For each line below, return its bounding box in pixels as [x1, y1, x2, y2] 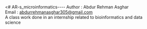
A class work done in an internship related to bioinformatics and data [5, 14, 143, 20]
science [5, 19, 21, 25]
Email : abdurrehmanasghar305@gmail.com [5, 9, 93, 15]
